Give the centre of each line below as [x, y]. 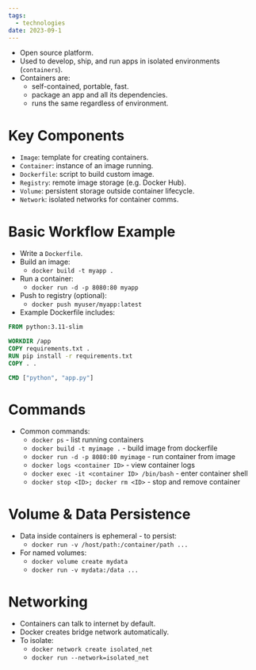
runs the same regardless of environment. [100, 103]
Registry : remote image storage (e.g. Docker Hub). [103, 182]
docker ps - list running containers [88, 440]
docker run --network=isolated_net [90, 658]
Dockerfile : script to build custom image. [87, 174]
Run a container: [46, 279]
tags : [17, 15]
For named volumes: [53, 553]
